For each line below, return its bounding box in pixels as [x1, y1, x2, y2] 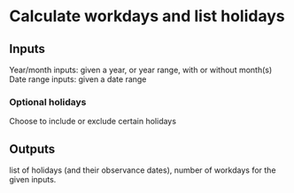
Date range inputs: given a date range [9, 74, 147, 85]
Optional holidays [9, 95, 87, 108]
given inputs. [9, 174, 57, 185]
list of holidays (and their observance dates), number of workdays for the [9, 165, 276, 175]
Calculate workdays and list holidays [9, 6, 285, 26]
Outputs [9, 141, 56, 156]
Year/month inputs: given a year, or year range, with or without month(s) [9, 64, 273, 75]
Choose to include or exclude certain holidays [9, 116, 177, 127]
